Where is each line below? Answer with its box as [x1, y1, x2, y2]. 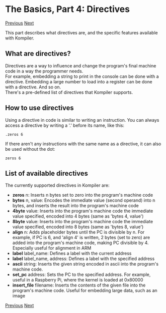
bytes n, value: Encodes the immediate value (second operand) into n [12, 197, 156, 203]
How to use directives [5, 104, 74, 112]
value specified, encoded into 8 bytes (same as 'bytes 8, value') [12, 224, 144, 230]
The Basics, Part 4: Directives [5, 3, 130, 15]
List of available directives [5, 169, 88, 178]
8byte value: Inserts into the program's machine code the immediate [12, 219, 153, 225]
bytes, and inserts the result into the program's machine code [12, 203, 139, 209]
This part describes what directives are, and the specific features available [5, 29, 158, 35]
